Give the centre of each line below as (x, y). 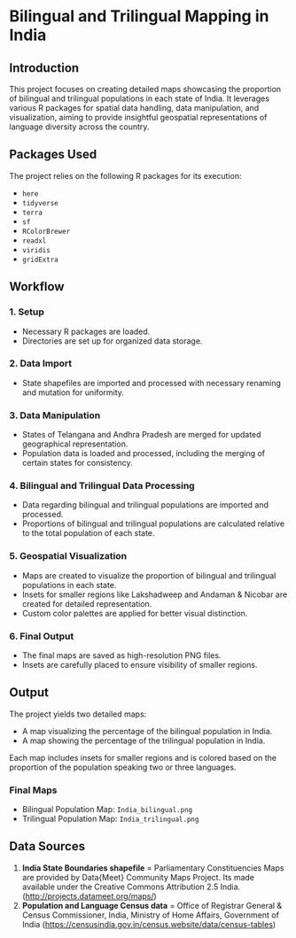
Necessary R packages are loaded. (86, 331)
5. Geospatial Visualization (68, 556)
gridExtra (40, 260)
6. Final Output (42, 636)
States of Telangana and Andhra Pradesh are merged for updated (141, 435)
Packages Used (53, 155)
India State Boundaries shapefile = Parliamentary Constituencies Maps (153, 868)
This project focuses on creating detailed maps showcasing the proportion (145, 89)
